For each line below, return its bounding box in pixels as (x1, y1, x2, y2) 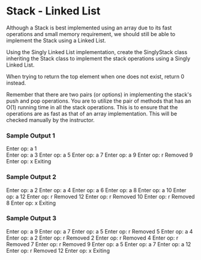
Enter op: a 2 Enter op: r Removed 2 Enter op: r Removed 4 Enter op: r (6, 234, 179, 241)
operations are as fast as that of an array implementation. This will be (6, 110, 178, 117)
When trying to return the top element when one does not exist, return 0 (6, 73, 185, 80)
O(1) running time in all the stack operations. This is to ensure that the (6, 103, 178, 110)
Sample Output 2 (6, 173, 56, 181)
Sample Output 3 (6, 214, 57, 223)
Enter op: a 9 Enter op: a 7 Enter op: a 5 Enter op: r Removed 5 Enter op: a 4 (6, 228, 193, 235)
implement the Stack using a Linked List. (6, 37, 106, 44)
